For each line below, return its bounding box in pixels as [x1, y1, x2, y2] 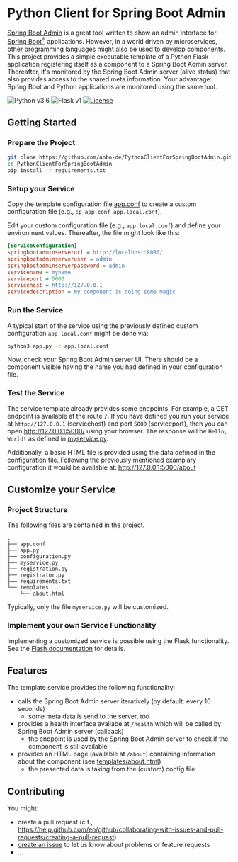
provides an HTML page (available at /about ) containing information [17, 749, 216, 759]
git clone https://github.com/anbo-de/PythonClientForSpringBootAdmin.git [7, 154, 233, 161]
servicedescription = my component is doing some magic [7, 288, 176, 295]
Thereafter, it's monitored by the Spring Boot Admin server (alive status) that [7, 67, 231, 76]
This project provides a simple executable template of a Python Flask [7, 52, 209, 61]
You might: [7, 804, 39, 812]
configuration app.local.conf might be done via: [7, 329, 149, 337]
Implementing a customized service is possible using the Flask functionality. [7, 636, 229, 645]
